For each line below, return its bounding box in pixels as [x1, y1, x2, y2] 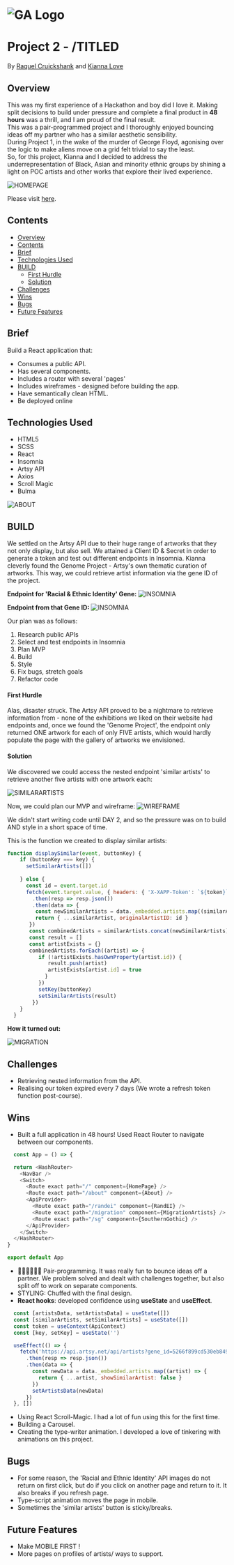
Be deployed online [17, 396, 73, 405]
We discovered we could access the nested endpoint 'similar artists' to [7, 767, 210, 776]
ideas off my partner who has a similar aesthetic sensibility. [7, 130, 178, 139]
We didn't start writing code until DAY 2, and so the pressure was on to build [7, 815, 226, 824]
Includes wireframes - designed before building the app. [17, 381, 180, 390]
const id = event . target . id [25, 882, 108, 889]
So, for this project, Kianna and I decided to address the [7, 152, 168, 160]
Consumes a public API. [17, 359, 86, 368]
